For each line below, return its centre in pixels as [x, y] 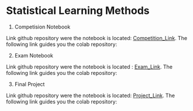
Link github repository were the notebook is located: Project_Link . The [91, 95]
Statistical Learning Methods [78, 11]
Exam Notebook [34, 55]
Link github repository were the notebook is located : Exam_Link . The [89, 67]
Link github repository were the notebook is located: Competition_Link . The [97, 38]
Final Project [30, 84]
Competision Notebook [42, 27]
